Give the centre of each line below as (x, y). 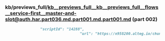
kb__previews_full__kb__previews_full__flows (103, 7)
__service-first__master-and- (41, 13)
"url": (86, 34)
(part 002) (145, 19)
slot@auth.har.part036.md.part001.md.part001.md (68, 19)
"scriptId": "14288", (62, 29)
